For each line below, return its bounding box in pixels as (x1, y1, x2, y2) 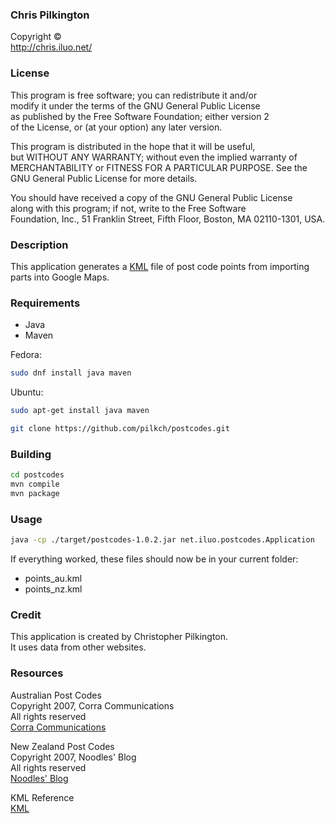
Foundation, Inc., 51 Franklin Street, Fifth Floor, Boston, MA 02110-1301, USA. (10, 213, 326, 225)
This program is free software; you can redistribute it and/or (10, 89, 258, 101)
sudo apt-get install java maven (10, 406, 150, 416)
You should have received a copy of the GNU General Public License (10, 191, 293, 203)
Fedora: (10, 349, 43, 361)
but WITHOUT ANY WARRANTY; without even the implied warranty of (10, 151, 298, 163)
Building (10, 447, 52, 461)
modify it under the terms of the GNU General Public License (10, 99, 261, 112)
